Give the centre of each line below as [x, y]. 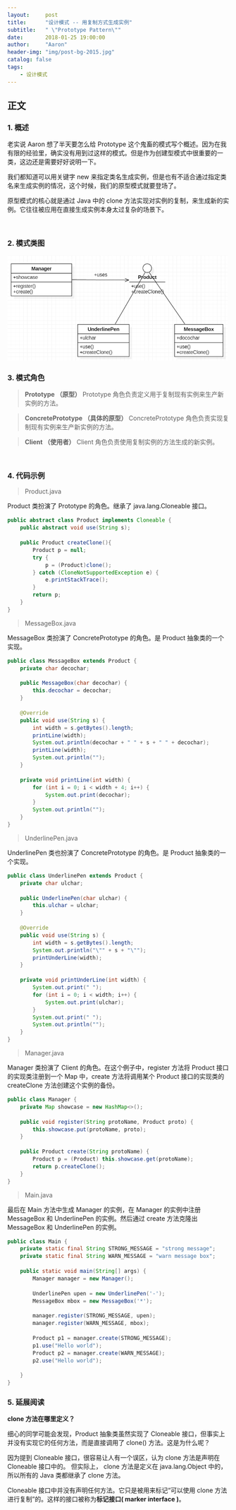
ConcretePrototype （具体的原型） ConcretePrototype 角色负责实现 [124, 418]
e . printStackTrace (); [77, 580]
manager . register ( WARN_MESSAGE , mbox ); [91, 1324]
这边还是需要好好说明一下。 [60, 162]
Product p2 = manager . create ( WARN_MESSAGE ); [99, 1353]
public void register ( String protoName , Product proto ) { [107, 1122]
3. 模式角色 [26, 378]
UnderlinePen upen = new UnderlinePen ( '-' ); [99, 1293]
